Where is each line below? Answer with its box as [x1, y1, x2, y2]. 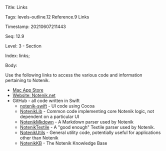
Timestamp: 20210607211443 [5, 23, 66, 29]
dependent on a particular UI [19, 113, 79, 119]
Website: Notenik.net [12, 92, 56, 98]
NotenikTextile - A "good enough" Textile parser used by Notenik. [19, 124, 155, 130]
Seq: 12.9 [5, 33, 24, 39]
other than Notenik [19, 135, 59, 140]
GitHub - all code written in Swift [12, 97, 80, 103]
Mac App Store [12, 87, 44, 93]
